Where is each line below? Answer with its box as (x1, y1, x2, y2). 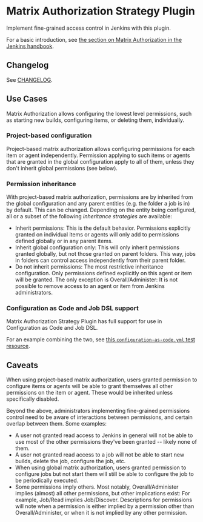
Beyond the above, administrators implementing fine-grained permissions (6, 407, 190, 415)
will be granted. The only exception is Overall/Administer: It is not (15, 276, 178, 283)
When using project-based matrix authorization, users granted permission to (6, 376, 198, 383)
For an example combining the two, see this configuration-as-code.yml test (6, 336, 196, 343)
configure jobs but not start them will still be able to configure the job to (15, 470, 194, 478)
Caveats (6, 360, 38, 370)
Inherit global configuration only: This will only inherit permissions (15, 244, 180, 251)
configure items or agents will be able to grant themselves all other (6, 383, 173, 390)
